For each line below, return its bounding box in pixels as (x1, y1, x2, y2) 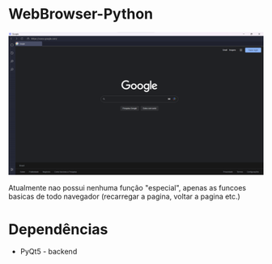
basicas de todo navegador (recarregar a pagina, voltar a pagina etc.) (8, 191, 240, 202)
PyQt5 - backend (19, 247, 78, 257)
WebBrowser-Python (8, 5, 154, 23)
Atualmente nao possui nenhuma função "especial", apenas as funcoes (8, 183, 247, 193)
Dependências (8, 220, 108, 238)
